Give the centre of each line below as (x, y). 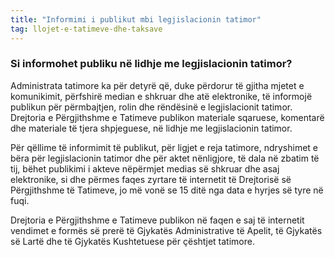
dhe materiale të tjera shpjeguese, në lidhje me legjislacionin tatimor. (151, 128)
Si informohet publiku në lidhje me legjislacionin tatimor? (151, 64)
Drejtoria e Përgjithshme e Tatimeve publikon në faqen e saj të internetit (157, 220)
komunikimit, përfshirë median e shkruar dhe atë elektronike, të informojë (161, 96)
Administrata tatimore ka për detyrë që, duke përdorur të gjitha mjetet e (157, 85)
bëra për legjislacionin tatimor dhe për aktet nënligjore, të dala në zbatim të (165, 158)
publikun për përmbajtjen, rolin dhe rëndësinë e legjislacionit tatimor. (151, 107)
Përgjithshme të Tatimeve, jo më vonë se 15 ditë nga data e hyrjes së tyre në (167, 190)
